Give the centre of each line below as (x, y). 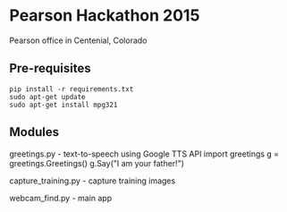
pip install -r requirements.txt (72, 89)
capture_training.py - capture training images (93, 181)
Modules (34, 132)
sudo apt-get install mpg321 (63, 105)
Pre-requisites (50, 68)
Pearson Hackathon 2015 (105, 16)
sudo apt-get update (48, 97)
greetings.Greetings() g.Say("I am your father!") (97, 163)
